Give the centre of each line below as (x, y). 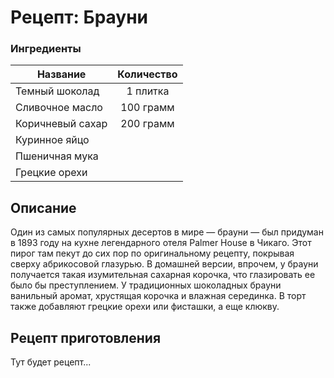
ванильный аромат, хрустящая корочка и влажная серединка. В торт (158, 296)
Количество (147, 74)
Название (61, 74)
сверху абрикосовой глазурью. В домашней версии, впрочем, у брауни (164, 264)
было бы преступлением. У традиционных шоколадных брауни (146, 285)
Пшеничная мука (57, 156)
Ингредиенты (46, 49)
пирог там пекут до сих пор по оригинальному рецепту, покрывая (152, 253)
